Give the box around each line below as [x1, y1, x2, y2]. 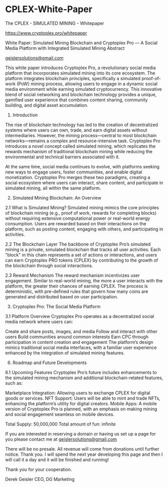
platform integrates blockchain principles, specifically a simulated [5, 75, 141, 81]
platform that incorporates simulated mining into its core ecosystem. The [5, 70, 155, 76]
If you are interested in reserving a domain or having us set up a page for [5, 431, 156, 437]
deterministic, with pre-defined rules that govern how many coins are [5, 288, 148, 294]
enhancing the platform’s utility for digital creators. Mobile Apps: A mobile [5, 400, 157, 406]
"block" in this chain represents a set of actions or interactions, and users [5, 252, 157, 258]
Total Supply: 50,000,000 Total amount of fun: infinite [5, 421, 116, 427]
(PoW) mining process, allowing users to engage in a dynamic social [17, 81, 158, 87]
